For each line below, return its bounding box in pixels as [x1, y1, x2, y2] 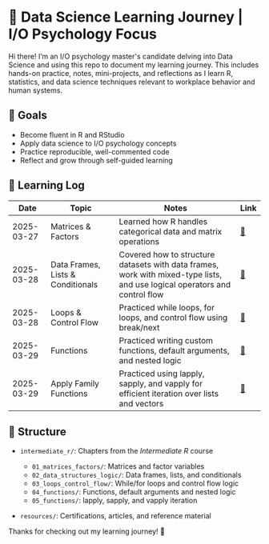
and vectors [118, 398, 164, 409]
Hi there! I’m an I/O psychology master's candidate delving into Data [8, 51, 234, 61]
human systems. [8, 85, 62, 95]
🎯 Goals [8, 109, 48, 122]
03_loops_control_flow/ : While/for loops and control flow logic [31, 478, 239, 488]
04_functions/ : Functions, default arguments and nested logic [31, 487, 236, 497]
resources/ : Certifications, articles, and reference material [19, 511, 212, 521]
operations [118, 236, 160, 247]
